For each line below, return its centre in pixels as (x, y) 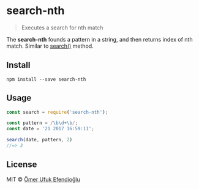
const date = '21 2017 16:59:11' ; (51, 129)
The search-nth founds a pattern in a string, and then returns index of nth (99, 39)
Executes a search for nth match (62, 28)
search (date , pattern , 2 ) (39, 140)
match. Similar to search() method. (50, 46)
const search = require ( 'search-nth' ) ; (57, 112)
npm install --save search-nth (46, 79)
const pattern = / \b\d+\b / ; (42, 123)
